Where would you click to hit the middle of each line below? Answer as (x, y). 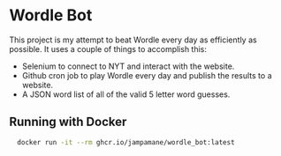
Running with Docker (68, 122)
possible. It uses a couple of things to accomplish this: (108, 48)
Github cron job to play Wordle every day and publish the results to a (147, 75)
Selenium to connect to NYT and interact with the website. (128, 66)
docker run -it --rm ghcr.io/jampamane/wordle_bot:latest (126, 142)
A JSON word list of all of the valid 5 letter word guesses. (126, 94)
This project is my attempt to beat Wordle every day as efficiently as (133, 40)
